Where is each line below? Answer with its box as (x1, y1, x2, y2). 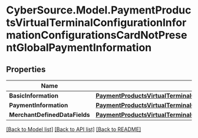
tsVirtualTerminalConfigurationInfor (6, 16, 187, 29)
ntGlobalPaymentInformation (6, 41, 152, 55)
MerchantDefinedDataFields (9, 111, 90, 119)
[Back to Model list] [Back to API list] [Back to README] (6, 126, 141, 133)
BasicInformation (9, 92, 59, 100)
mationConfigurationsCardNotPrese (6, 29, 187, 42)
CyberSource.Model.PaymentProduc (6, 4, 192, 17)
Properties (6, 64, 46, 74)
